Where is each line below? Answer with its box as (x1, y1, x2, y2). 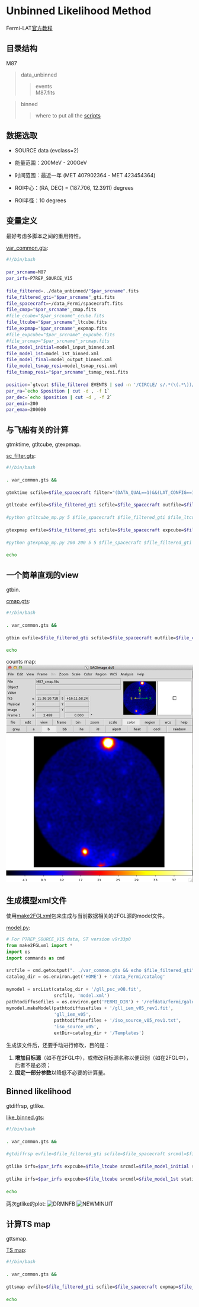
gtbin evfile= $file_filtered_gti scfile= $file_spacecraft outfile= (6, 635, 176, 641)
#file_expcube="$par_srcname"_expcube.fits (6, 331, 115, 337)
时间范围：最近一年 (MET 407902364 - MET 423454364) (14, 171, 156, 178)
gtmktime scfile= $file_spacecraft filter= (6, 489, 113, 496)
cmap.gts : (6, 598, 31, 604)
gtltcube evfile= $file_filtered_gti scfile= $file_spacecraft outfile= (6, 502, 184, 508)
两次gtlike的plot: (6, 1200, 46, 1207)
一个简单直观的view (6, 570, 79, 580)
